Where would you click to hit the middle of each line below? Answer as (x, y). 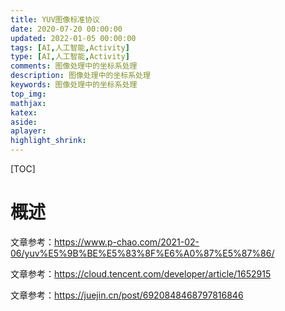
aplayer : (28, 131)
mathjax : (28, 103)
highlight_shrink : (48, 141)
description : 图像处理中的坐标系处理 (80, 76)
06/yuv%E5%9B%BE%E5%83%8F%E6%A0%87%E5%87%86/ (142, 253)
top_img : (28, 94)
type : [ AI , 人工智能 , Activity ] (70, 57)
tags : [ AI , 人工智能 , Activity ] (70, 47)
